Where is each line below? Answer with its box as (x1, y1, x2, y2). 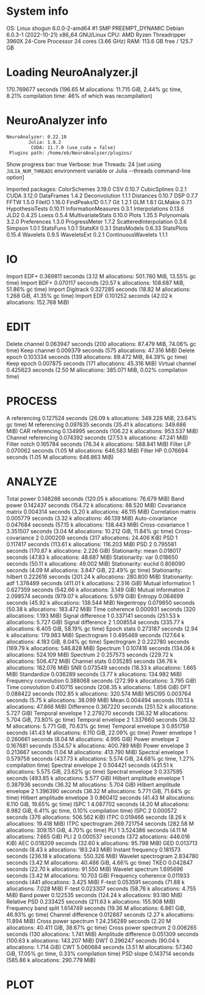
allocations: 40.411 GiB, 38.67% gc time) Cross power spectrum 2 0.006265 (6, 923, 197, 931)
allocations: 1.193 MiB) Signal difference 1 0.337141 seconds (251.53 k (6, 612, 181, 619)
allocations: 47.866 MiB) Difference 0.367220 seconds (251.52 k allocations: (6, 703, 198, 710)
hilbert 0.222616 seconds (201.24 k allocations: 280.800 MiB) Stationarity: (6, 573, 193, 580)
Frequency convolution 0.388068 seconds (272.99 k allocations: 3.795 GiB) (6, 677, 196, 684)
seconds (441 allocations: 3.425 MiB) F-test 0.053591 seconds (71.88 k (6, 878, 185, 886)
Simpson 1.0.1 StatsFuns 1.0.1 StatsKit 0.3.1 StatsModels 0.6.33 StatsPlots (6, 224, 188, 232)
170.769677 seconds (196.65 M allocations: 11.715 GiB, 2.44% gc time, (6, 86, 182, 93)
